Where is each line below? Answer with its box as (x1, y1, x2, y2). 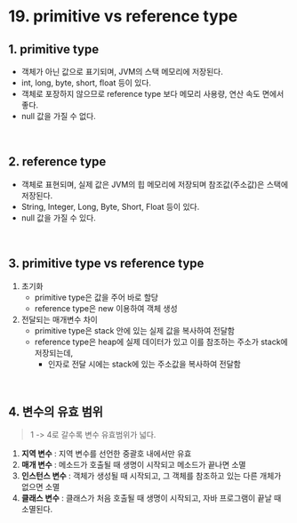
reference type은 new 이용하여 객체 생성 (34, 302, 179, 313)
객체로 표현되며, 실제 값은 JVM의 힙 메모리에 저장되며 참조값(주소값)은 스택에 (20, 179, 289, 189)
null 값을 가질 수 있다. (20, 212, 97, 223)
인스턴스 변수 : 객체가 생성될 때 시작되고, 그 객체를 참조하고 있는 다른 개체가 (20, 471, 282, 481)
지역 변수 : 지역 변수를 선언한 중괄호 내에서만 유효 (20, 448, 192, 459)
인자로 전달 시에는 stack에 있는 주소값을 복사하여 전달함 (47, 358, 241, 369)
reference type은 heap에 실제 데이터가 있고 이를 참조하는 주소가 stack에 (34, 336, 288, 347)
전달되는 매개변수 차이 (20, 314, 99, 325)
